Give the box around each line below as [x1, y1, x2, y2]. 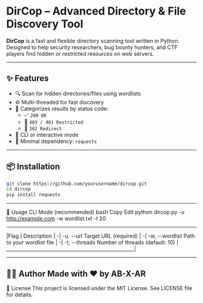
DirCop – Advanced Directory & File [6, 4, 186, 18]
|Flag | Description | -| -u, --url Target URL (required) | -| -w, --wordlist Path [6, 232, 195, 240]
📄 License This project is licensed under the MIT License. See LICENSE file [6, 285, 193, 291]
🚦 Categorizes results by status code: [14, 105, 109, 112]
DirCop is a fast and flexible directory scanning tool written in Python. [6, 37, 180, 44]
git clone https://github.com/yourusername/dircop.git [6, 181, 147, 187]
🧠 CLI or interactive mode [14, 131, 79, 138]
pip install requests [6, 192, 61, 198]
